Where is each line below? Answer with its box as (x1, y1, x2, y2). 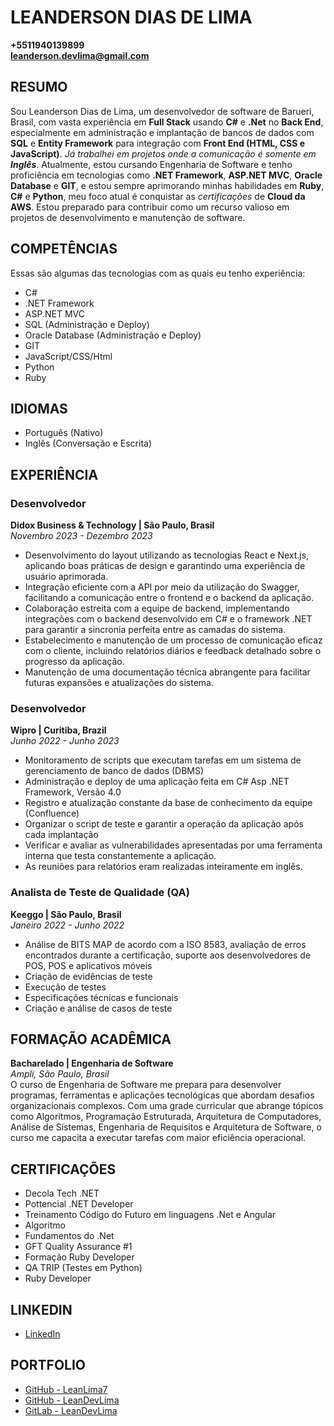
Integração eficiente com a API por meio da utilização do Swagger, (24, 581, 300, 593)
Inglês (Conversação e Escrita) (24, 437, 153, 450)
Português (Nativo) (24, 427, 104, 439)
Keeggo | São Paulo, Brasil (10, 908, 122, 920)
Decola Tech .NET (24, 1187, 100, 1200)
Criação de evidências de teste (24, 970, 153, 982)
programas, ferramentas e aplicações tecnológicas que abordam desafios (10, 1089, 315, 1101)
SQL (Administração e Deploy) (24, 318, 150, 330)
